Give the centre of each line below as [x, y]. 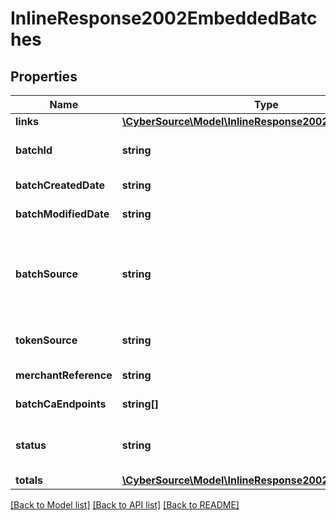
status [31, 445]
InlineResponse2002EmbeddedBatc [164, 18]
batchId [34, 150]
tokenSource [46, 340]
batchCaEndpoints [61, 404]
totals [29, 480]
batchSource [46, 274]
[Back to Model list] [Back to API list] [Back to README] [125, 505]
